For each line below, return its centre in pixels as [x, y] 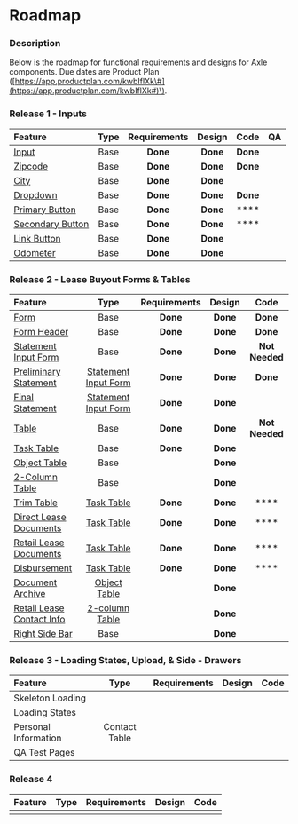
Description [35, 44]
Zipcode [31, 166]
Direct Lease [40, 518]
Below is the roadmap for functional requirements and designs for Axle [138, 62]
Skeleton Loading [50, 698]
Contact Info [39, 620]
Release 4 [31, 780]
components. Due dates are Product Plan [84, 72]
